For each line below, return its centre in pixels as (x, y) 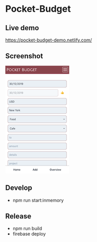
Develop (19, 188)
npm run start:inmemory (38, 200)
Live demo (22, 28)
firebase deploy (29, 234)
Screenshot (24, 56)
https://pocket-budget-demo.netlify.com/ (49, 40)
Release (18, 216)
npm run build (27, 229)
